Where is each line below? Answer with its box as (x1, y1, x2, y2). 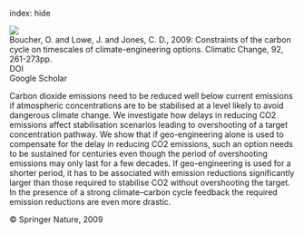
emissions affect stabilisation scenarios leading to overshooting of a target (9, 120, 289, 130)
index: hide (9, 8, 52, 18)
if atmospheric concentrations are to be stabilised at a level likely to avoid (9, 100, 284, 111)
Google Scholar (9, 73, 68, 83)
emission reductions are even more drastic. (9, 197, 172, 207)
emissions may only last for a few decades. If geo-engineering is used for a (9, 158, 292, 169)
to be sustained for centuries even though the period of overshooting (9, 149, 268, 159)
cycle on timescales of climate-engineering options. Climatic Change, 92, (9, 44, 284, 54)
